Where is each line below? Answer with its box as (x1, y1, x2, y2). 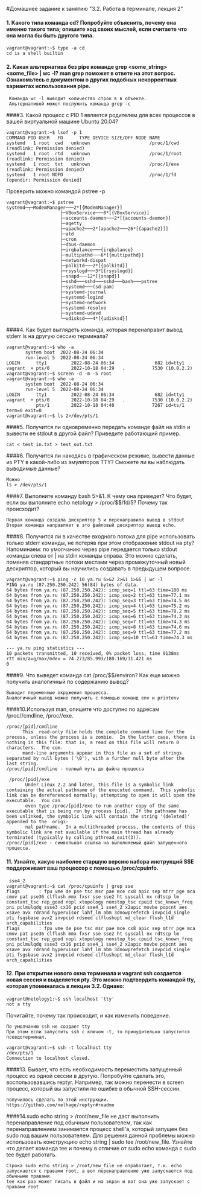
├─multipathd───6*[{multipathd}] (60, 252, 145, 258)
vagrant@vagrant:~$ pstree (6, 199, 74, 206)
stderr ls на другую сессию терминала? (6, 333, 109, 340)
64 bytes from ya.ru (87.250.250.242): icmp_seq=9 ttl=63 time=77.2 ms (6, 629, 190, 636)
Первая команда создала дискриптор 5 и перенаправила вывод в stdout (6, 517, 185, 523)
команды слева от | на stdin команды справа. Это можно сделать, (6, 552, 178, 559)
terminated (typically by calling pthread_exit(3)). (6, 835, 142, 841)
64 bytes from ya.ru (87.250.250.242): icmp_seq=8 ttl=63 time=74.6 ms (6, 624, 190, 630)
